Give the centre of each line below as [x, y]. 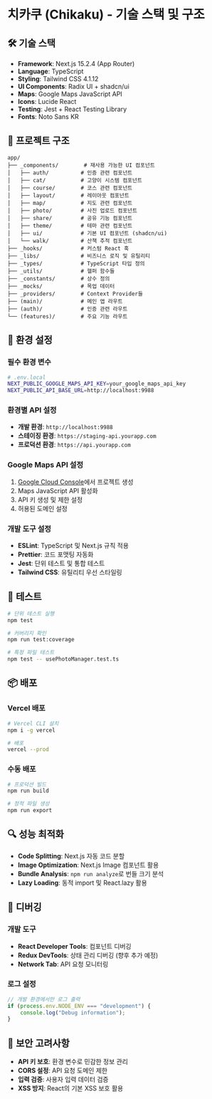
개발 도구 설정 [30, 529]
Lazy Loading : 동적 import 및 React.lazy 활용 [82, 883]
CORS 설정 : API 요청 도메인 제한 [63, 1071]
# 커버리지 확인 [27, 633]
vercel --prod [28, 750]
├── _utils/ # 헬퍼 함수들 [61, 271]
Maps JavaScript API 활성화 [58, 490]
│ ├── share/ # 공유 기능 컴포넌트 [70, 218]
